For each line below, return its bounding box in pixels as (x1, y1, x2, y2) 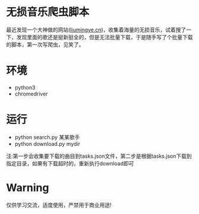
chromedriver (14, 90, 49, 97)
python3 (14, 84, 36, 91)
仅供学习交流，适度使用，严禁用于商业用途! (6, 201, 112, 208)
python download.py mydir (14, 140, 81, 147)
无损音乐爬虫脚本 (6, 5, 90, 19)
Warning (6, 181, 49, 194)
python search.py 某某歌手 (14, 133, 80, 140)
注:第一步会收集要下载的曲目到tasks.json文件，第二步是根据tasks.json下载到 (6, 152, 192, 159)
